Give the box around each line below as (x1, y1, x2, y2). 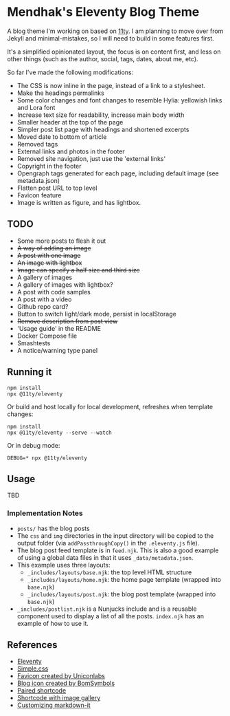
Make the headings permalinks (16, 89, 104, 97)
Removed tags (16, 140, 58, 148)
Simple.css (16, 664, 49, 673)
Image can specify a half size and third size (16, 265, 140, 274)
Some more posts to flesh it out (16, 237, 106, 245)
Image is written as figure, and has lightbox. (16, 198, 141, 206)
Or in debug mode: (7, 441, 60, 449)
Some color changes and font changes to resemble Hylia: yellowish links (16, 96, 222, 104)
